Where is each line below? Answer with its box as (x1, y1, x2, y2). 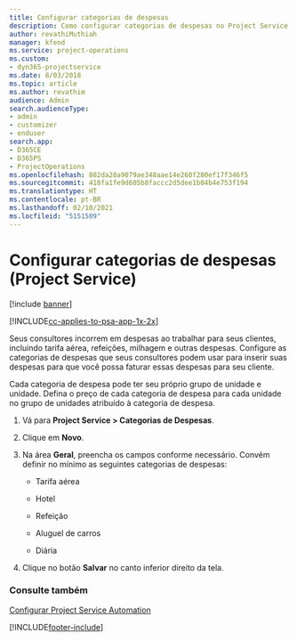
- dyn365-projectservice (9, 63, 101, 72)
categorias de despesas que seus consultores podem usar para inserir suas (9, 352, 287, 362)
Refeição (35, 510, 68, 521)
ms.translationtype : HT (9, 187, 98, 196)
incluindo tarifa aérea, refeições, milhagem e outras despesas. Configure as (9, 342, 287, 353)
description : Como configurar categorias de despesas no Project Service (9, 21, 289, 30)
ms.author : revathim (9, 87, 86, 96)
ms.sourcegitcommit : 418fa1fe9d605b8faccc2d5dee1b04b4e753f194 (9, 179, 249, 188)
